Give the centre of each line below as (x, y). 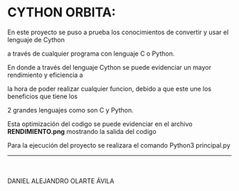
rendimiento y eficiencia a (45, 75)
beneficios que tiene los (43, 96)
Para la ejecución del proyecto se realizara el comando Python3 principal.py (119, 145)
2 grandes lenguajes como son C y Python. (70, 110)
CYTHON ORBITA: (62, 12)
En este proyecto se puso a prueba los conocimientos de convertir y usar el (118, 32)
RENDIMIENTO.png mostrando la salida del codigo (82, 131)
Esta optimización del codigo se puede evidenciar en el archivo (100, 124)
